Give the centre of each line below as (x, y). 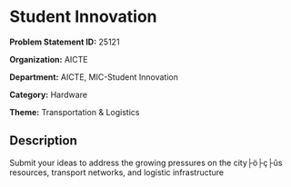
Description (43, 141)
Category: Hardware (49, 94)
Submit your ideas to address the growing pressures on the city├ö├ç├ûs (146, 162)
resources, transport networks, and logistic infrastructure (117, 172)
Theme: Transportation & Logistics (75, 112)
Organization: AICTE (49, 59)
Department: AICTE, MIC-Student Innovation (94, 77)
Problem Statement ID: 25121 (65, 42)
